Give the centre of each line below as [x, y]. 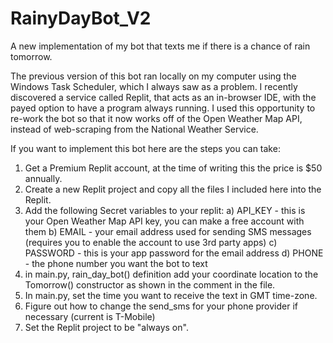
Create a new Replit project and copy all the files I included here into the [173, 189]
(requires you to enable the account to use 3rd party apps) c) [151, 242]
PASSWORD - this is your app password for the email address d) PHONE [174, 253]
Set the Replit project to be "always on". [106, 327]
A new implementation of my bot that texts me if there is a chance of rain [160, 46]
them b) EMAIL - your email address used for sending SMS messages [168, 231]
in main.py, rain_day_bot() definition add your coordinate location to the [171, 274]
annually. [43, 178]
